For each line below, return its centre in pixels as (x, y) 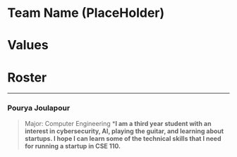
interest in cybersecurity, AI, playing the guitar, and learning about (124, 131)
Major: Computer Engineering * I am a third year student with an (118, 123)
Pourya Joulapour (39, 108)
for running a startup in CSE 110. (73, 146)
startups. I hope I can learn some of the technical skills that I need (123, 138)
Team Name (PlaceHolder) (86, 13)
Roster (27, 77)
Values (28, 45)
